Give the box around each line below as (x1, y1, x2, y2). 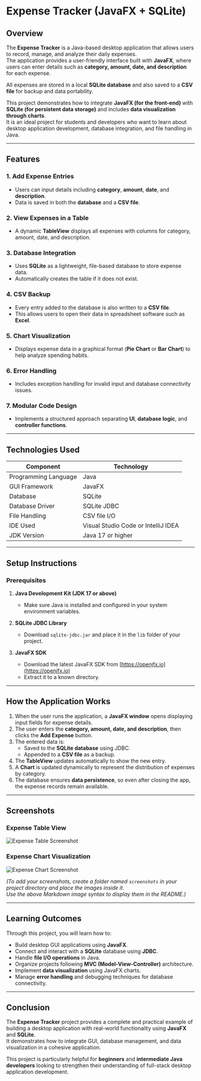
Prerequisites (6, 576, 46, 584)
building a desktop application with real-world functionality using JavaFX (6, 1025, 187, 1032)
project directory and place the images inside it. (6, 884, 124, 891)
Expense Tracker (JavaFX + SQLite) (6, 4, 187, 18)
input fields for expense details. (14, 719, 93, 726)
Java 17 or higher (83, 531, 133, 540)
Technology (113, 463, 148, 471)
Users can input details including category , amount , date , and (14, 186, 169, 193)
